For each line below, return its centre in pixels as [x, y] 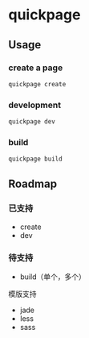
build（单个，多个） [53, 277]
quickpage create [37, 84]
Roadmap [33, 184]
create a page [36, 68]
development [35, 105]
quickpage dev [32, 122]
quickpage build [35, 159]
